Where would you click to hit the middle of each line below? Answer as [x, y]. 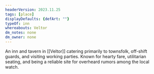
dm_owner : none [21, 37]
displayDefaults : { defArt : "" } [37, 19]
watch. [12, 67]
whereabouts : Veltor [26, 28]
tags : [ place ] [20, 14]
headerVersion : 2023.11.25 [33, 10]
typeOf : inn [17, 23]
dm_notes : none [21, 33]
